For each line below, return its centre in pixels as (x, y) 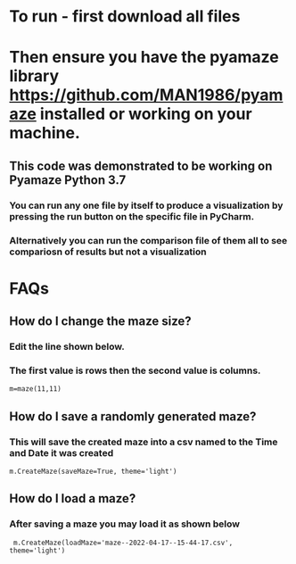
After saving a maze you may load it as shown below (125, 524)
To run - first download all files (125, 17)
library (34, 76)
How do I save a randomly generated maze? (133, 416)
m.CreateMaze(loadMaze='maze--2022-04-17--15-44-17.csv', (123, 543)
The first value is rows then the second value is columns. (135, 370)
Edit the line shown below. (67, 347)
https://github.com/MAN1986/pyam (146, 95)
